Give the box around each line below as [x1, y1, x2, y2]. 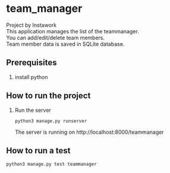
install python [14, 73, 48, 80]
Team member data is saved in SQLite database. [6, 40, 125, 48]
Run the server [14, 106, 52, 114]
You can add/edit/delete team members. [6, 34, 105, 41]
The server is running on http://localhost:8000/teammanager [14, 128, 165, 136]
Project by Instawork [6, 21, 57, 29]
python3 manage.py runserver [14, 118, 87, 124]
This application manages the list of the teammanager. [6, 27, 140, 34]
